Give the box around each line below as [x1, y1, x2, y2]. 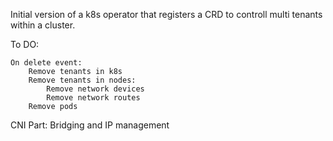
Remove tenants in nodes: [28, 75, 137, 85]
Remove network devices [46, 84, 145, 94]
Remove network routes [46, 93, 141, 103]
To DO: [10, 39, 40, 50]
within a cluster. [10, 19, 76, 31]
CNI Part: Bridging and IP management [10, 119, 170, 131]
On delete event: [10, 58, 83, 68]
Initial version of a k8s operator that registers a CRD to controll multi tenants [10, 9, 323, 20]
